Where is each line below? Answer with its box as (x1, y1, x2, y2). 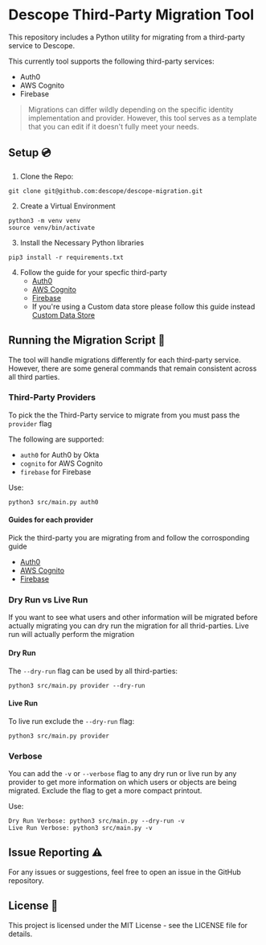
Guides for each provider (8, 515, 94, 524)
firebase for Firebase (19, 466, 92, 476)
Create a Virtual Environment (19, 201, 116, 211)
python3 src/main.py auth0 (8, 498, 99, 506)
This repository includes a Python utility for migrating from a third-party (8, 32, 245, 42)
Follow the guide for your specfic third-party (19, 267, 167, 277)
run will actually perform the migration (8, 630, 135, 639)
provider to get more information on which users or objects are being (8, 778, 237, 787)
